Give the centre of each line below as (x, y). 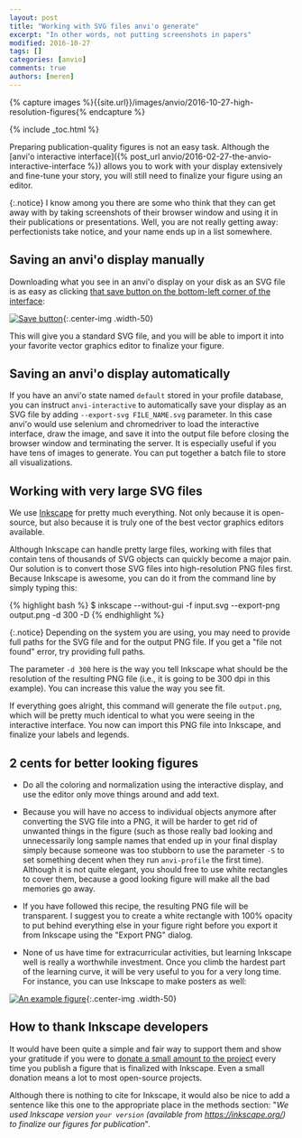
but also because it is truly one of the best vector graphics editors (161, 522)
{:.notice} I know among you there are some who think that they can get (143, 202)
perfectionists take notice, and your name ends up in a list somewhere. (141, 231)
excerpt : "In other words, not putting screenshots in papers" (131, 34)
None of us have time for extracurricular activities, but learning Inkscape (157, 952)
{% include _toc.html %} (55, 129)
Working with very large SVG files (106, 491)
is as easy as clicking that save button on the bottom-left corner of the (140, 291)
